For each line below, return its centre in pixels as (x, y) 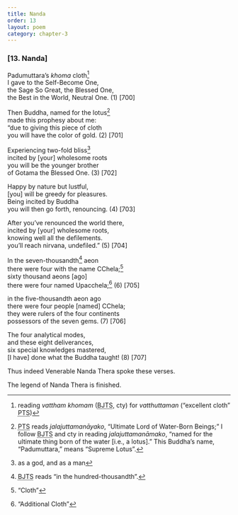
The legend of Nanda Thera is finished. (64, 385)
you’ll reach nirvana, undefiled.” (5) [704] (67, 245)
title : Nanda (27, 14)
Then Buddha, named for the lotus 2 (59, 112)
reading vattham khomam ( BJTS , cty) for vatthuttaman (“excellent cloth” (124, 405)
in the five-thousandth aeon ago (54, 299)
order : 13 (22, 21)
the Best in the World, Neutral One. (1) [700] (72, 98)
